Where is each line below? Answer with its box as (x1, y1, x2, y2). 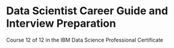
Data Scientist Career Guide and (6, 4, 169, 18)
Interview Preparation (6, 17, 116, 30)
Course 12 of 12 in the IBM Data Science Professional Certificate (6, 36, 164, 43)
